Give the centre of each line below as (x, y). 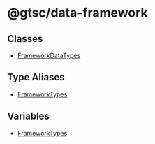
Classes (25, 39)
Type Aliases (36, 77)
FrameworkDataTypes (49, 55)
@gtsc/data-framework (77, 13)
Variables (29, 116)
